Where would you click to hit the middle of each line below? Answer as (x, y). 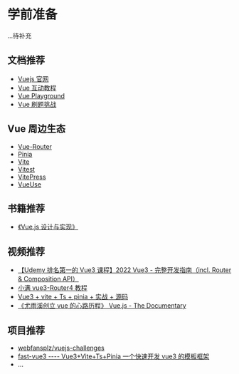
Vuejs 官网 (33, 78)
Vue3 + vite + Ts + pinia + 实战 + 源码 (73, 297)
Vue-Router (34, 146)
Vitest (26, 169)
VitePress (32, 177)
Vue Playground (41, 95)
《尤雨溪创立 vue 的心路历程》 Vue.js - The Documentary (102, 306)
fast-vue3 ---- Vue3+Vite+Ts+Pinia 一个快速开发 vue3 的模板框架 (113, 356)
